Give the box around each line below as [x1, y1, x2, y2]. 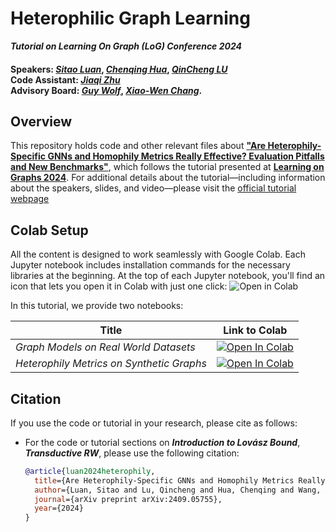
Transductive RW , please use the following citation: [24, 447, 240, 459]
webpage [10, 193, 50, 205]
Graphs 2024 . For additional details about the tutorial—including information [10, 172, 326, 184]
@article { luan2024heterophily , [24, 466, 156, 476]
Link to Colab [223, 323, 288, 337]
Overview [10, 113, 73, 130]
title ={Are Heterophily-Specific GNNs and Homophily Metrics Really [34, 475, 326, 486]
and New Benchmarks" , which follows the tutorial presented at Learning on [10, 161, 325, 173]
